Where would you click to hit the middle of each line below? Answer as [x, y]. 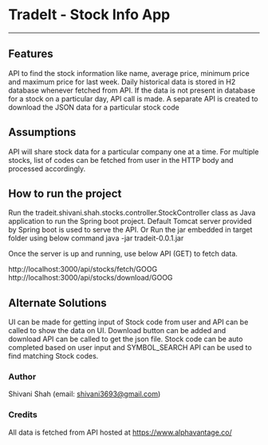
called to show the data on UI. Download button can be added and [117, 331]
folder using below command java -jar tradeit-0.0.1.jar [96, 238]
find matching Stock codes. [53, 356]
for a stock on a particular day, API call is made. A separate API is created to [133, 98]
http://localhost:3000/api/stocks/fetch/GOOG [83, 269]
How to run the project [65, 193]
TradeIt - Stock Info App [89, 15]
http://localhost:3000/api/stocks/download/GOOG [91, 278]
